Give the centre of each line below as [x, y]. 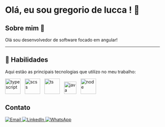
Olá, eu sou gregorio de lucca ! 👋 [72, 10]
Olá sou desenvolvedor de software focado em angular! [61, 40]
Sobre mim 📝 [25, 28]
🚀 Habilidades [27, 60]
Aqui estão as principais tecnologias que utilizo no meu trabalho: [70, 72]
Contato [18, 108]
